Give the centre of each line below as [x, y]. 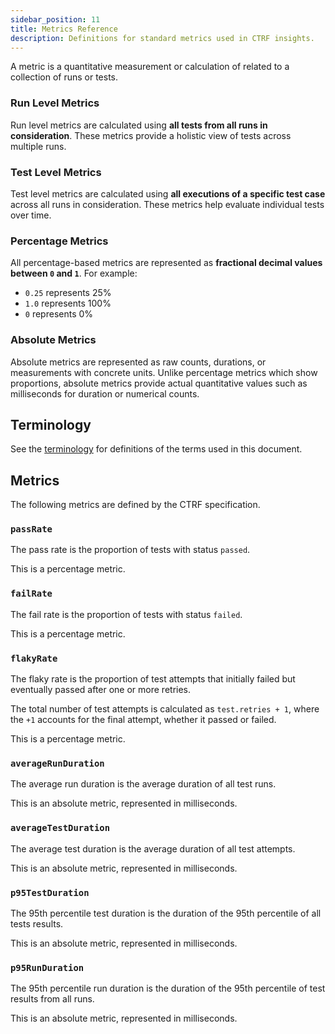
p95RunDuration [47, 967]
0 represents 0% [59, 314]
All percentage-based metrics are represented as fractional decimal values [166, 263]
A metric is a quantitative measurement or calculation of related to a [150, 67]
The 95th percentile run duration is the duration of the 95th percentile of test [168, 988]
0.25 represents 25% [68, 293]
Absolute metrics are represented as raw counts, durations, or [138, 362]
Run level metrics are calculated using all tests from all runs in [139, 125]
